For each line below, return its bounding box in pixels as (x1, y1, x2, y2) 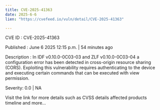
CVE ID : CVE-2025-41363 (5, 34, 60, 40)
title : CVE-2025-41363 (5, 7, 52, 12)
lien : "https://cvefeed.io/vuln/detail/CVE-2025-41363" (5, 16, 124, 21)
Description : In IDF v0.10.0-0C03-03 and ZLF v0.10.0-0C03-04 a (5, 54, 139, 60)
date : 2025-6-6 (5, 12, 37, 17)
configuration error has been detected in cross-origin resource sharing (5, 59, 151, 65)
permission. (5, 75, 29, 81)
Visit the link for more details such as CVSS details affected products (5, 94, 147, 100)
